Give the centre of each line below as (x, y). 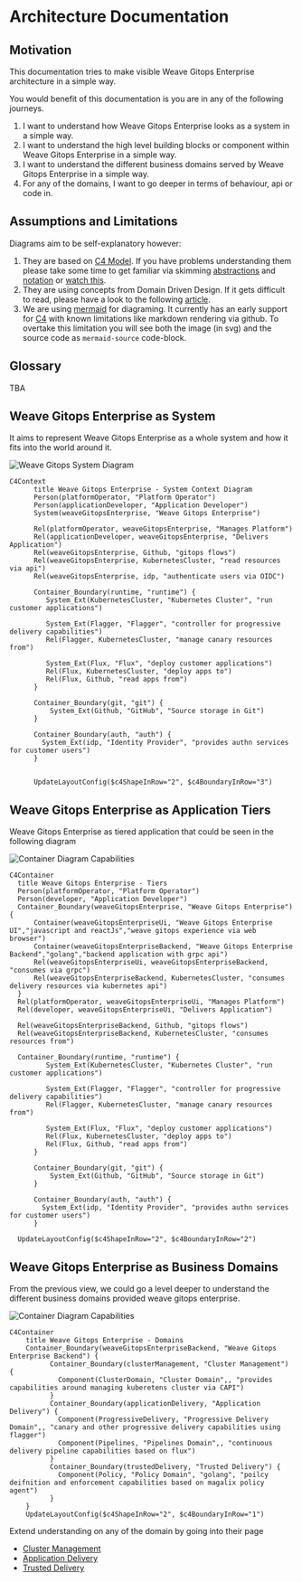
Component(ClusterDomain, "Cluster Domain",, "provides (165, 1380)
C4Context (28, 482)
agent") (24, 1491)
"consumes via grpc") (50, 970)
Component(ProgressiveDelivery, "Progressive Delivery (163, 1420)
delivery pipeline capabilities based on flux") (103, 1451)
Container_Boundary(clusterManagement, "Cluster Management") (169, 1364)
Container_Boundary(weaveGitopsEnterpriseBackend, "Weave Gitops (151, 1349)
